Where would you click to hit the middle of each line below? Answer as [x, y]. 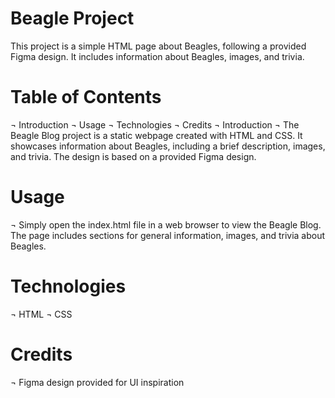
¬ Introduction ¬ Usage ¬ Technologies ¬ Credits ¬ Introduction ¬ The [155, 124]
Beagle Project [72, 18]
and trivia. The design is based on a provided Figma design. [133, 156]
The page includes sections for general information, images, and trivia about [168, 235]
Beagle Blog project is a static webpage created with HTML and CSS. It [156, 135]
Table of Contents [86, 97]
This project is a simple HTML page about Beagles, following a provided [158, 46]
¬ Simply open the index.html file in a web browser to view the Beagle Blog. [166, 224]
